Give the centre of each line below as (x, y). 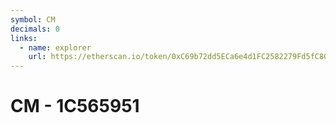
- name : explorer (55, 47)
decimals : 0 (35, 29)
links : (24, 38)
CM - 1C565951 (75, 106)
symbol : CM (33, 19)
